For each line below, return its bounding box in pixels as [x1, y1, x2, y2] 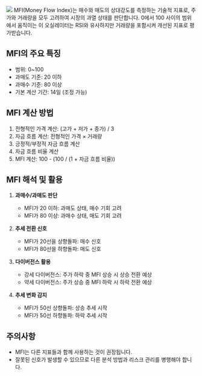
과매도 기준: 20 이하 [14, 73, 62, 80]
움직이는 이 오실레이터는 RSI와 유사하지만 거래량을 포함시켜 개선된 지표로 [17, 22, 189, 28]
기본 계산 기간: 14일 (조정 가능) [14, 88, 87, 96]
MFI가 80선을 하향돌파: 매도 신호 [24, 245, 101, 253]
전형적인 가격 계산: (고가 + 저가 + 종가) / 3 [14, 125, 115, 132]
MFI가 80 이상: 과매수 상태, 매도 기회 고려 [24, 212, 122, 219]
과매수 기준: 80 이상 [14, 80, 62, 88]
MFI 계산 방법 [6, 108, 54, 118]
